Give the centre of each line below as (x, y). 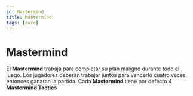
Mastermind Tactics (32, 88)
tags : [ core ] (22, 23)
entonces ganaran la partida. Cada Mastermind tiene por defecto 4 (89, 82)
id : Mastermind (25, 12)
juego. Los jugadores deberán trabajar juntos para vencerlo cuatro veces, (97, 75)
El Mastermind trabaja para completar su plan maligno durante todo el (93, 69)
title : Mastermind (29, 17)
